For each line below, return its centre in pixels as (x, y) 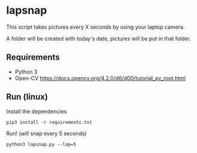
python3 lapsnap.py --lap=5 (41, 144)
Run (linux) (27, 97)
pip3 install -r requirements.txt (49, 122)
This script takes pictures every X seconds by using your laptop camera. (96, 27)
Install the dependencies (37, 111)
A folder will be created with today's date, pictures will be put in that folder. (99, 38)
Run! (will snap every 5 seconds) (46, 133)
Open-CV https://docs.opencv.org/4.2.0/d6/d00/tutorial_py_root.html (100, 78)
